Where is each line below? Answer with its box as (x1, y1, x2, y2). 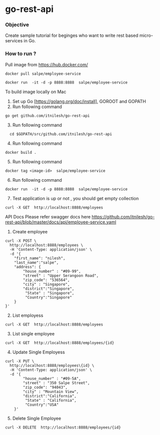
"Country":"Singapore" (25, 295, 72, 300)
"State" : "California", (25, 398, 77, 403)
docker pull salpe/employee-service (5, 71, 81, 76)
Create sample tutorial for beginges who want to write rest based (5, 32, 139, 38)
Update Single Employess (12, 349, 65, 355)
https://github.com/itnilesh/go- (91, 214, 155, 219)
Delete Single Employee (12, 415, 61, 421)
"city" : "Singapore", (23, 282, 70, 287)
